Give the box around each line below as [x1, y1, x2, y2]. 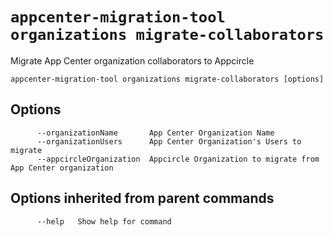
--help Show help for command [36, 216, 172, 227]
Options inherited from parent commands [10, 190, 275, 207]
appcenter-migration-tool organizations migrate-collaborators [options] [10, 74, 325, 84]
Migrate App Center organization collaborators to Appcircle [10, 54, 255, 67]
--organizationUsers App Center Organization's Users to [36, 136, 302, 147]
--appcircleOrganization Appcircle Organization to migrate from [36, 154, 320, 164]
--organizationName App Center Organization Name [36, 128, 275, 138]
